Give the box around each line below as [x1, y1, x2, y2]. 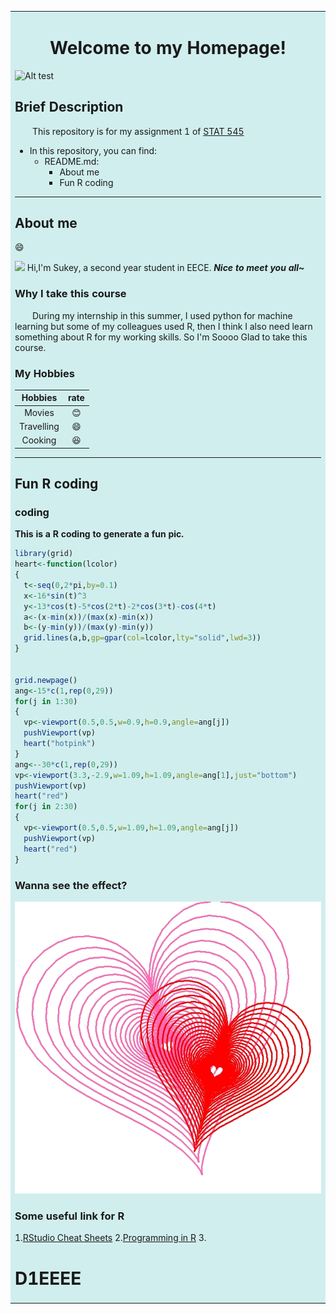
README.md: [44, 155, 100, 167]
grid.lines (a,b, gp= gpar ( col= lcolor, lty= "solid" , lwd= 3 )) [23, 633, 262, 643]
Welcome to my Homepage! [49, 36, 287, 59]
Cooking [21, 434, 57, 446]
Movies [24, 406, 55, 418]
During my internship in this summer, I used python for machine [32, 309, 293, 321]
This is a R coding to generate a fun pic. [14, 528, 185, 540]
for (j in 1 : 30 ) [14, 696, 78, 706]
